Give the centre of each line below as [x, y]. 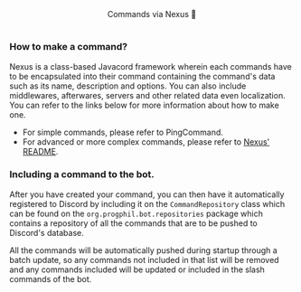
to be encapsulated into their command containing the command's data [142, 76]
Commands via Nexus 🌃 [152, 14]
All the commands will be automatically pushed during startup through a [143, 250]
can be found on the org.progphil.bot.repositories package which [136, 213]
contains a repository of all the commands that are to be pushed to [133, 223]
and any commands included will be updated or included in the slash [137, 269]
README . [40, 151]
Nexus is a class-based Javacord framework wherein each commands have [150, 66]
